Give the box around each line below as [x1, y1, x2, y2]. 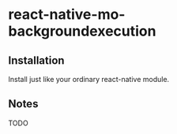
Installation [8, 54, 65, 67]
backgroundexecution [8, 22, 156, 40]
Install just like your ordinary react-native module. [8, 75, 170, 84]
